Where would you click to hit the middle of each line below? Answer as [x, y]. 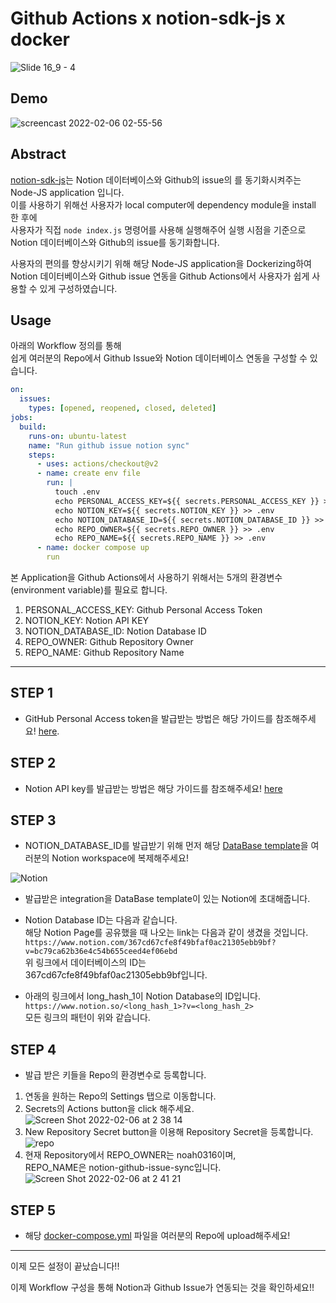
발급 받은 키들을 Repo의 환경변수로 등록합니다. [115, 1075]
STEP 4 [33, 1049]
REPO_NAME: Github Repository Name [104, 652]
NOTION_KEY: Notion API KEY [87, 620]
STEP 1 [32, 693]
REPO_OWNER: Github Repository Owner [109, 641]
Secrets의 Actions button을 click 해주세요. [109, 1109]
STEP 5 [33, 1210]
